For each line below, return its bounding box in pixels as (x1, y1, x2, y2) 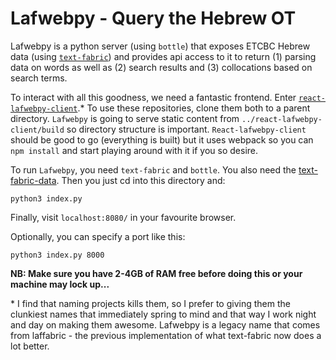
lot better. (10, 340, 50, 352)
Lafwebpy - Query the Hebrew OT (10, 7, 297, 30)
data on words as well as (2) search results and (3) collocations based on (10, 61, 313, 73)
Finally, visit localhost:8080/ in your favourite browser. (10, 211, 237, 223)
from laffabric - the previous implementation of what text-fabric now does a (10, 329, 322, 341)
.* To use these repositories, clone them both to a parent (77, 102, 311, 114)
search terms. (10, 72, 68, 84)
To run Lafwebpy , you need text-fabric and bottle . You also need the (10, 163, 297, 176)
